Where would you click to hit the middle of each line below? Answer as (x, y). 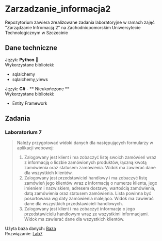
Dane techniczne (31, 48)
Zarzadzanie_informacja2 (58, 9)
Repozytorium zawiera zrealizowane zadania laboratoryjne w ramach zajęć (80, 22)
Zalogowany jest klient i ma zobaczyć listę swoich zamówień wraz (90, 157)
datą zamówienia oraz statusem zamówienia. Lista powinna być (88, 193)
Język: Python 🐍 (22, 60)
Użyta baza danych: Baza (31, 228)
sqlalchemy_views (30, 79)
